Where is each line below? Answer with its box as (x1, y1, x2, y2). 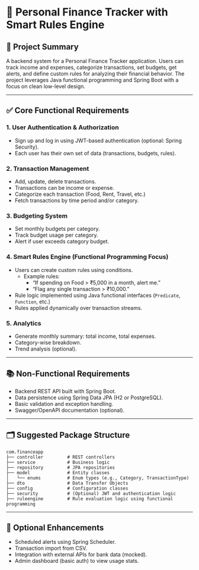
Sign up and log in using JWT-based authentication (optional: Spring (14, 137, 182, 144)
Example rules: (23, 273, 60, 280)
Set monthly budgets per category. (14, 226, 100, 233)
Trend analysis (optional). (14, 345, 77, 352)
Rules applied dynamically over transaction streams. (14, 304, 143, 311)
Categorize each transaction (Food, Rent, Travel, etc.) (14, 190, 146, 198)
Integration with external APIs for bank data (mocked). (14, 551, 147, 558)
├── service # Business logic (6, 459, 110, 465)
